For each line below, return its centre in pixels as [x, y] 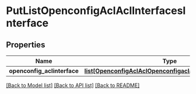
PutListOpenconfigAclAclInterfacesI [96, 11]
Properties [26, 45]
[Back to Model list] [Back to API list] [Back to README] [73, 85]
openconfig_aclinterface [44, 71]
